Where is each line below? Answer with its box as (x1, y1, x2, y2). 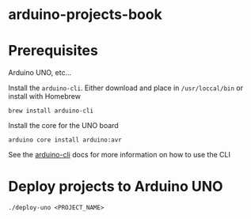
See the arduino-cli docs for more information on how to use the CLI (8, 150, 231, 160)
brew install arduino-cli (8, 107, 93, 115)
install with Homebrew (8, 92, 82, 101)
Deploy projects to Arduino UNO (8, 178, 223, 195)
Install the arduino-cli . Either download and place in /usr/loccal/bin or (8, 83, 244, 93)
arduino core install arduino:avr (8, 136, 123, 144)
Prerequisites (8, 42, 99, 60)
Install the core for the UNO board (8, 121, 119, 130)
